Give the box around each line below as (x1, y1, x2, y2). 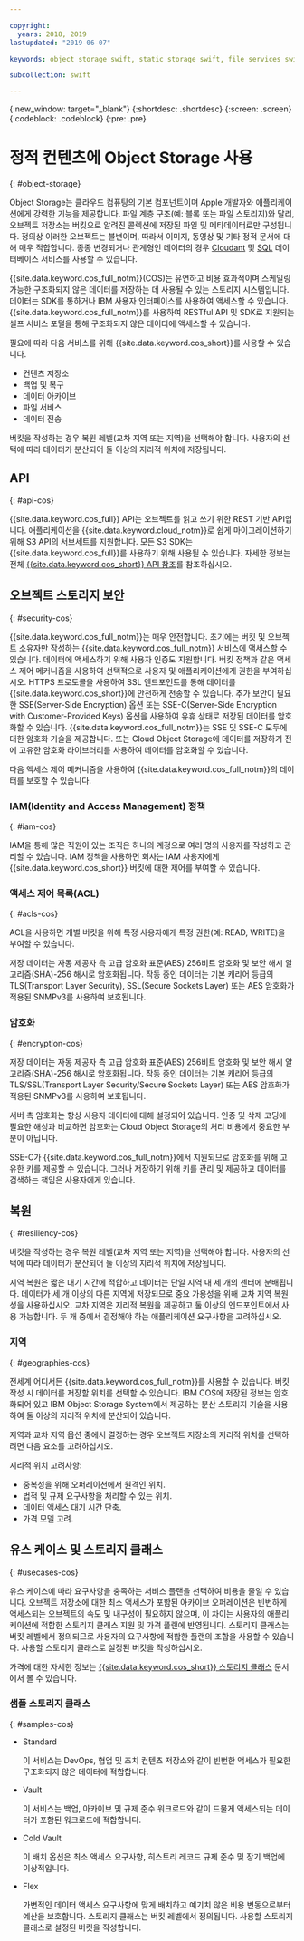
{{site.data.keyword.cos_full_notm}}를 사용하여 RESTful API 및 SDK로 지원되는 (9, 307, 295, 318)
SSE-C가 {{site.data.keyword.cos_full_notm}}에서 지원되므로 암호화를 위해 (9, 1152, 279, 1163)
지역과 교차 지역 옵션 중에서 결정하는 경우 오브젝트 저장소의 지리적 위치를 (9, 1429, 265, 1440)
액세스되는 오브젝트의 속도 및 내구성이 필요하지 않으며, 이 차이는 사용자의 (9, 1608, 265, 1618)
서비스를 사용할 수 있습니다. (40, 254, 138, 265)
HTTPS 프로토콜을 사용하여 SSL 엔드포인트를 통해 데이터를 (28, 676, 237, 687)
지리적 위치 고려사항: (9, 1460, 82, 1471)
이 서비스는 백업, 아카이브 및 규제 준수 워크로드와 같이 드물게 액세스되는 (22, 1802, 274, 1813)
